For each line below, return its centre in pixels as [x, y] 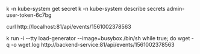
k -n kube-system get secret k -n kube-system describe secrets [86, 9]
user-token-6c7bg [29, 15]
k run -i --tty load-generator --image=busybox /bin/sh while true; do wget [98, 38]
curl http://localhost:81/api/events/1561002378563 [69, 27]
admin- [176, 9]
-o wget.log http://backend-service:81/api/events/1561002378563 [93, 45]
